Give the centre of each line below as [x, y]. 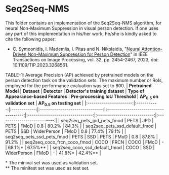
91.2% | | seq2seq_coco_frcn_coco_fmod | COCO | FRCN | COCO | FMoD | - [85, 142]
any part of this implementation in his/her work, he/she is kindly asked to [81, 33]
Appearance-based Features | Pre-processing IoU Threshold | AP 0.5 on [82, 97]
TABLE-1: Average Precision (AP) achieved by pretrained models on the [79, 75]
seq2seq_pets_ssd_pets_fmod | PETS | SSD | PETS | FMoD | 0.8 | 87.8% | [81, 136]
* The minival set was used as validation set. [52, 162]
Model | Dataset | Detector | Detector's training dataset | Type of [75, 91]
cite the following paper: [31, 39]
